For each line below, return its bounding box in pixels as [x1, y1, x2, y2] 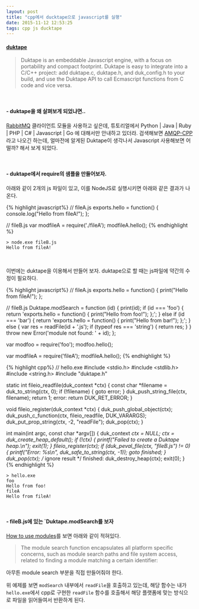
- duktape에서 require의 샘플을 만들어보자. [6, 170, 107, 178]
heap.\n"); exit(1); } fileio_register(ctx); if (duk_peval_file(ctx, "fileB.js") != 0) [6, 442, 191, 449]
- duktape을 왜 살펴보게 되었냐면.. [6, 108, 86, 115]
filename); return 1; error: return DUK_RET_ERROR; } [6, 394, 133, 401]
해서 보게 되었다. [20, 144, 58, 151]
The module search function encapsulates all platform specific [20, 544, 174, 552]
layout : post [6, 8, 38, 15]
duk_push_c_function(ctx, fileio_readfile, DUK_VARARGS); [6, 412, 147, 419]
